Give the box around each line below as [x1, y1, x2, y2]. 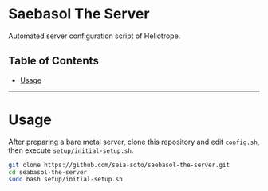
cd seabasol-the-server [8, 168, 88, 176]
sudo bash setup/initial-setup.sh [8, 176, 124, 184]
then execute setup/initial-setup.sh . [8, 145, 134, 155]
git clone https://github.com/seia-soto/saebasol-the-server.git [8, 161, 230, 169]
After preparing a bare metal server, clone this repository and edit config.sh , [8, 137, 260, 146]
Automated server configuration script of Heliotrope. [8, 31, 181, 41]
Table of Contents [8, 54, 100, 68]
